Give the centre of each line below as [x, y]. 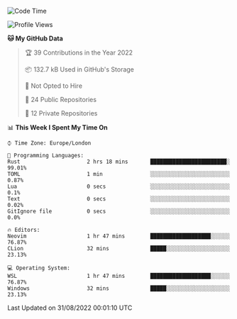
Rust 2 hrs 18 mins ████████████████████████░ [119, 162]
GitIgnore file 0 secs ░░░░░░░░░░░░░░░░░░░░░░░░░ [119, 211]
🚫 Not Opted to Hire [54, 86]
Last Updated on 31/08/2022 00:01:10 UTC [70, 308]
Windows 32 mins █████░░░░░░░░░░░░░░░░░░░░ [119, 289]
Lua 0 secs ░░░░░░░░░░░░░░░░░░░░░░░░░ [119, 186]
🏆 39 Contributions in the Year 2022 [79, 52]
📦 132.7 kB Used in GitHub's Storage [79, 69]
